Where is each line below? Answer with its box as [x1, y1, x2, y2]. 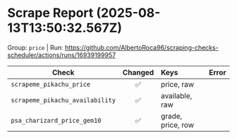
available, [161, 90, 193, 100]
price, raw [161, 79, 195, 89]
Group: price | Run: [7, 43, 63, 52]
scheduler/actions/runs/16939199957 [7, 51, 116, 59]
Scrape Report [7, 5, 94, 21]
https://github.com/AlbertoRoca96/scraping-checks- [64, 43, 219, 52]
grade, [161, 111, 183, 121]
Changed [122, 67, 154, 77]
